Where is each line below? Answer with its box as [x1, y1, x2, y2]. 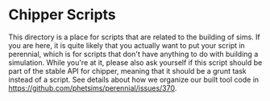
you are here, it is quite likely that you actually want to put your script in [8, 40, 246, 50]
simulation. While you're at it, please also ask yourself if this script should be [8, 58, 263, 67]
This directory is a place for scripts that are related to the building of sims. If [8, 32, 260, 42]
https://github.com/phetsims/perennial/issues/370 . [8, 83, 177, 93]
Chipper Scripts [8, 6, 117, 24]
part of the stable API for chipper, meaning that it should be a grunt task [8, 66, 247, 75]
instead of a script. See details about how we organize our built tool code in [8, 75, 260, 84]
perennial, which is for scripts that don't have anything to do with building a [8, 49, 259, 59]
